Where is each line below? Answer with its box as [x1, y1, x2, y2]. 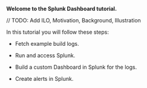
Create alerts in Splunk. [15, 75, 74, 82]
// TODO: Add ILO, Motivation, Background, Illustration [6, 17, 141, 24]
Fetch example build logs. [15, 40, 79, 47]
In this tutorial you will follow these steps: [6, 28, 109, 36]
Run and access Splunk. [15, 52, 76, 59]
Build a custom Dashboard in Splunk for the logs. [15, 63, 137, 71]
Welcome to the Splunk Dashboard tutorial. [6, 5, 117, 12]
